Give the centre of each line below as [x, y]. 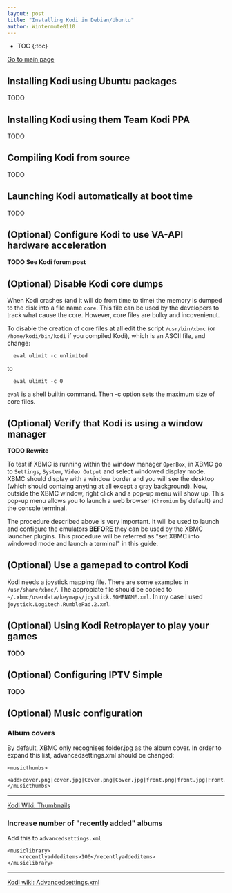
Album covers [31, 733]
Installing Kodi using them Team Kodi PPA [99, 119]
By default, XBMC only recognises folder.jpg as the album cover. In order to [115, 748]
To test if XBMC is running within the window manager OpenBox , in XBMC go [115, 464]
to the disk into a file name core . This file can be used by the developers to [113, 308]
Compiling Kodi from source [69, 158]
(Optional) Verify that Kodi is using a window [105, 423]
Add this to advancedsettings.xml [55, 838]
